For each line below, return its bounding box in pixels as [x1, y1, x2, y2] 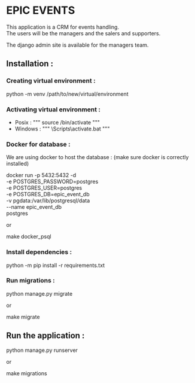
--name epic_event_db [6, 203, 62, 211]
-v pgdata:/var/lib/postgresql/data [6, 197, 90, 204]
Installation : [6, 59, 54, 69]
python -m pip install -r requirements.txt [6, 262, 105, 269]
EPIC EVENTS [6, 4, 75, 17]
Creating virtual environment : [6, 77, 96, 85]
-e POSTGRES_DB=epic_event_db [6, 191, 90, 198]
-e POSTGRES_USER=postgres [6, 184, 83, 191]
